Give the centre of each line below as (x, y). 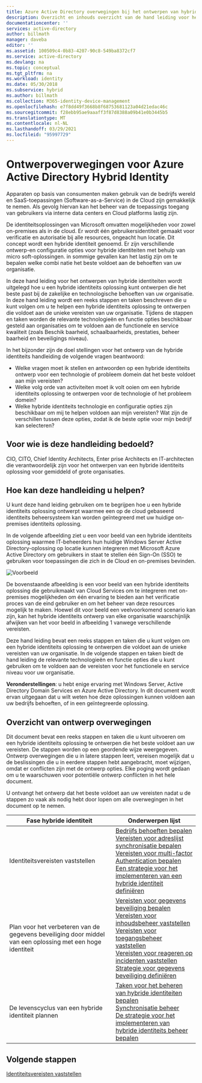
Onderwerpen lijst (154, 821)
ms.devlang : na (25, 62)
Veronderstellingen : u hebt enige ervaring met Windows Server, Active (95, 684)
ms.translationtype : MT (36, 118)
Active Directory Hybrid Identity (88, 177)
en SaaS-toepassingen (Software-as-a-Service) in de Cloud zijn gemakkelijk (101, 200)
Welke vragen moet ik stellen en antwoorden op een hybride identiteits (103, 368)
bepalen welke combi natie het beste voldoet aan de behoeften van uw (94, 262)
